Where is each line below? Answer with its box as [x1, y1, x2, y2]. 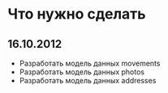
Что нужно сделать [7, 5, 147, 23]
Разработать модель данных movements [19, 58, 161, 68]
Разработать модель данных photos [19, 67, 145, 77]
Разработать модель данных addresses [19, 76, 157, 85]
